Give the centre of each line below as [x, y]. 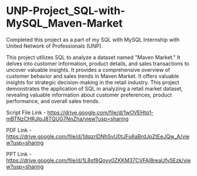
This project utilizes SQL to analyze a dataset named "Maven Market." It [93, 57]
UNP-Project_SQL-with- [66, 11]
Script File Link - [26, 112]
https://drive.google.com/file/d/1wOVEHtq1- [100, 112]
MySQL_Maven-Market [64, 23]
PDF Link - [19, 130]
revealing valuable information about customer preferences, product [89, 95]
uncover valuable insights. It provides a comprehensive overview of [88, 69]
